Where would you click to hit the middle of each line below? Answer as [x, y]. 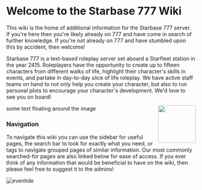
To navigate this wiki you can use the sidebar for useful [75, 137]
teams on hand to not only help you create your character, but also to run [97, 84]
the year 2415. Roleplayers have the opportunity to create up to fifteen [93, 65]
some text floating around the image [51, 108]
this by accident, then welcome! [46, 47]
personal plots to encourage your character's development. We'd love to [96, 90]
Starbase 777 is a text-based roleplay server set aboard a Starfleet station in [101, 58]
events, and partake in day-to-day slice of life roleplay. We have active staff [100, 78]
